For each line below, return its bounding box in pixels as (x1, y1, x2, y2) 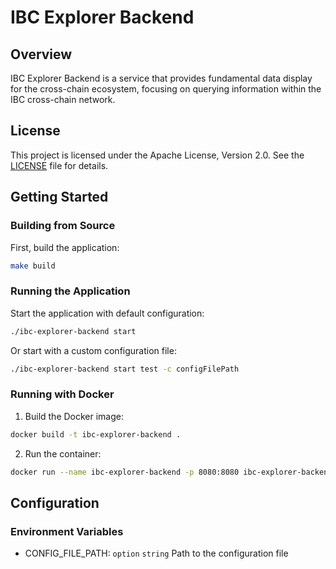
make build (10, 261, 56, 271)
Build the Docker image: (24, 410, 125, 422)
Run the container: (24, 447, 102, 460)
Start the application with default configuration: (10, 307, 205, 319)
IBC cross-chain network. (10, 94, 116, 105)
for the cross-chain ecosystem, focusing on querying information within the (10, 83, 322, 95)
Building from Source (10, 219, 116, 233)
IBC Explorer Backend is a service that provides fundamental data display (10, 72, 313, 84)
